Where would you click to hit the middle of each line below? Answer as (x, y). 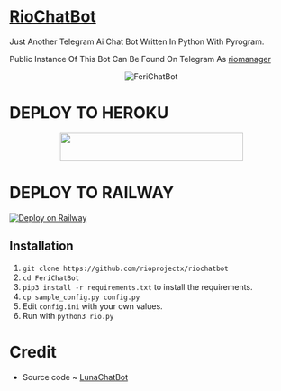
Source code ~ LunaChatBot (75, 377)
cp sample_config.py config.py (81, 297)
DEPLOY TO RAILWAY (92, 193)
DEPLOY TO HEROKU (89, 113)
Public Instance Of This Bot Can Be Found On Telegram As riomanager (140, 59)
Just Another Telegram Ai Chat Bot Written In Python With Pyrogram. (137, 41)
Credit (33, 352)
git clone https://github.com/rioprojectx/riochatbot (125, 268)
